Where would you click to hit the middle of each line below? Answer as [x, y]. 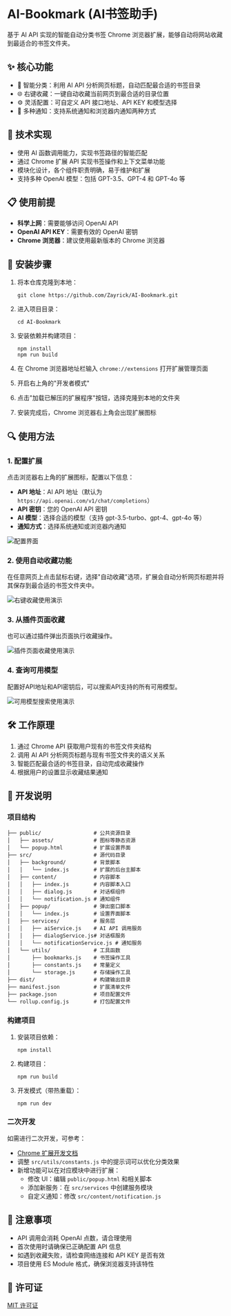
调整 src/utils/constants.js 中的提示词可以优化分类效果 [98, 1161]
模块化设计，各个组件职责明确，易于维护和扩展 [83, 170]
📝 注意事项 [29, 1220]
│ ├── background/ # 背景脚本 [64, 863]
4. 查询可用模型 [33, 670]
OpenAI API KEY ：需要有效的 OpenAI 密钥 [77, 232]
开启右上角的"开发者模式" [53, 383]
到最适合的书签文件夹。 [40, 43]
